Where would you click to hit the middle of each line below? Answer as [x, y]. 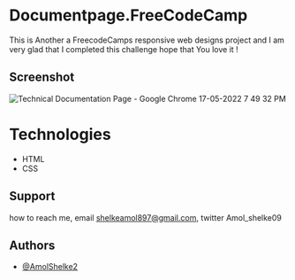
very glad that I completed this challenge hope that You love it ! [124, 49]
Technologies [61, 134]
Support [32, 196]
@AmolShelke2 [49, 267]
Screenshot [42, 78]
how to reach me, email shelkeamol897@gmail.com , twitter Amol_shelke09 [146, 217]
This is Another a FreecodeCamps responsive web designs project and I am [147, 40]
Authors [32, 245]
